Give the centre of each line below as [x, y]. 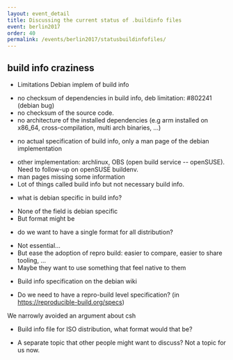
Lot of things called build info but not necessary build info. [101, 184]
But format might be [46, 218]
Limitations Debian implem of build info [73, 84]
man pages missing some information [71, 177]
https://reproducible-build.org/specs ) [71, 302]
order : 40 [22, 33]
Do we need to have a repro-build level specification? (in [98, 295]
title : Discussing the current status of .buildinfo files [95, 20]
